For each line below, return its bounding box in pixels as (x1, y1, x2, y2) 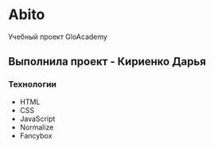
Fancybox (19, 130, 53, 140)
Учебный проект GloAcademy (8, 32, 107, 41)
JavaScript (19, 114, 56, 123)
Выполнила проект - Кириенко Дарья (8, 55, 207, 68)
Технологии (8, 79, 57, 90)
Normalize (19, 122, 54, 132)
